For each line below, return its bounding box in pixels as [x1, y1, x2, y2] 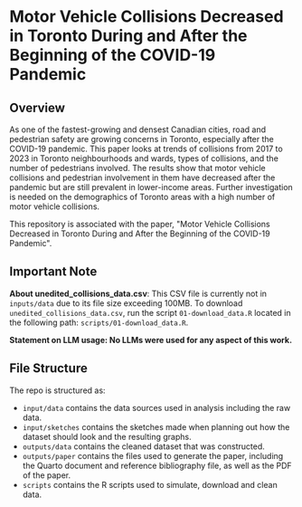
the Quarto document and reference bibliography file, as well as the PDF [22, 460, 292, 471]
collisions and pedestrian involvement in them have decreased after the [9, 172, 276, 183]
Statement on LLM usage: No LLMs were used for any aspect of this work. [9, 334, 292, 345]
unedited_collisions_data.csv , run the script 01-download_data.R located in [9, 307, 291, 318]
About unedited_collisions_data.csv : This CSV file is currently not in [9, 288, 268, 299]
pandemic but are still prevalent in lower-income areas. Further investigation [9, 182, 294, 192]
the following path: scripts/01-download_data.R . [9, 317, 189, 328]
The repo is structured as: [9, 385, 106, 396]
